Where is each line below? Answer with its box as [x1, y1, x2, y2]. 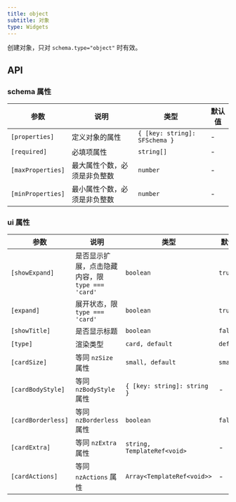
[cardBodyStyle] [11, 385, 65, 394]
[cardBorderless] [11, 416, 69, 425]
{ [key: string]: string [125, 382, 209, 390]
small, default [125, 359, 176, 366]
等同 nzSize [74, 352, 114, 362]
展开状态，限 [74, 299, 118, 309]
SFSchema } [138, 136, 174, 145]
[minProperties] [11, 190, 65, 198]
